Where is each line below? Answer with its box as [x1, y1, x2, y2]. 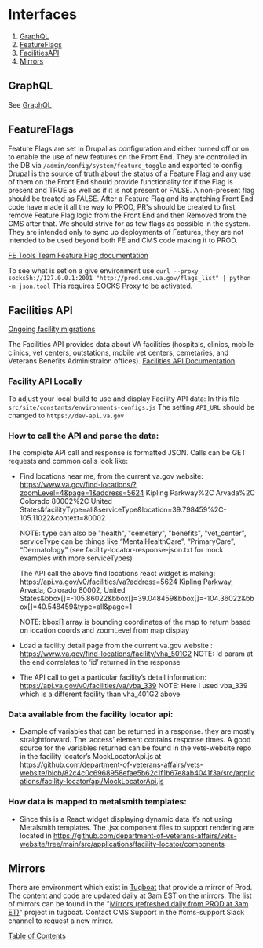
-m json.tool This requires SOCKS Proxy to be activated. [8, 281, 193, 290]
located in [19, 830, 53, 840]
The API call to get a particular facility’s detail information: [19, 673, 206, 682]
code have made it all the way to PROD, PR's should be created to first [8, 202, 236, 211]
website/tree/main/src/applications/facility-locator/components [19, 839, 225, 848]
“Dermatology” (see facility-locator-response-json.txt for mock [19, 545, 224, 554]
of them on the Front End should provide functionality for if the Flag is [8, 177, 233, 186]
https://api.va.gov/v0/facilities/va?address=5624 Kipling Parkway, [19, 577, 233, 586]
